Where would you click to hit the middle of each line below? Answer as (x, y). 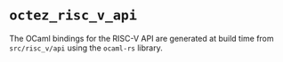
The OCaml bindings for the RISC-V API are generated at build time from (141, 38)
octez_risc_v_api (73, 15)
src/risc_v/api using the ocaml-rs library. (86, 48)
